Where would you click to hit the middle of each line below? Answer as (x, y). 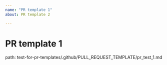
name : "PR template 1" (29, 10)
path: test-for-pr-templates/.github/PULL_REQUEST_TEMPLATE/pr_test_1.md (84, 57)
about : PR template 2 (28, 14)
